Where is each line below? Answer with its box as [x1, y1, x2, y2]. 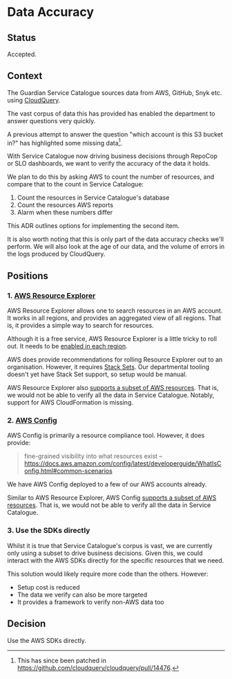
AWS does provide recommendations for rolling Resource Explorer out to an [7, 355, 223, 364]
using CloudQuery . [7, 96, 61, 104]
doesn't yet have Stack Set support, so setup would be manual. [7, 370, 188, 378]
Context [7, 70, 43, 82]
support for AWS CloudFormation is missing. [7, 398, 133, 407]
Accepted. [7, 50, 37, 58]
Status [7, 32, 37, 44]
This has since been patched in [17, 656, 107, 664]
